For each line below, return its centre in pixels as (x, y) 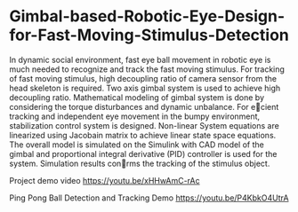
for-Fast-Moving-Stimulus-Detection (149, 35)
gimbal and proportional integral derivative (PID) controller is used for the (143, 153)
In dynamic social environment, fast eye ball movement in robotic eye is (140, 59)
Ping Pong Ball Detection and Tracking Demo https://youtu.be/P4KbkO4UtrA (149, 198)
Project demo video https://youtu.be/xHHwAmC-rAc (105, 180)
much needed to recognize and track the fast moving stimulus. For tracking (147, 69)
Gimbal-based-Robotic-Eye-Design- (147, 16)
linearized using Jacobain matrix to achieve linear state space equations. (143, 135)
